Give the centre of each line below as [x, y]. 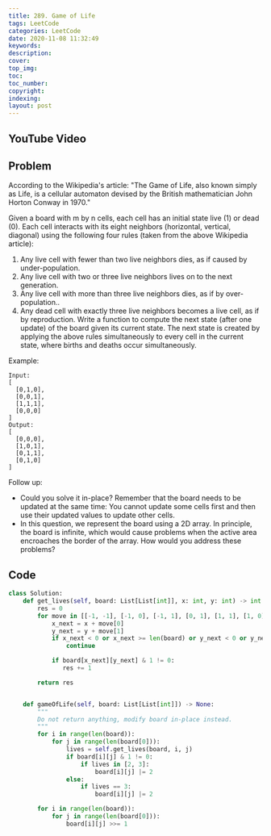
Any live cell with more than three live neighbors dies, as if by [122, 294]
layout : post [30, 106]
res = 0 [50, 608]
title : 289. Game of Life [52, 16]
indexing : [25, 98]
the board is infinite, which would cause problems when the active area [138, 533]
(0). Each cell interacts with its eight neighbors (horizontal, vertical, [120, 227]
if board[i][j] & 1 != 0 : [109, 757]
